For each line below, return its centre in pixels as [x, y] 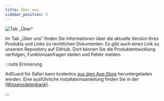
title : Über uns [22, 10]
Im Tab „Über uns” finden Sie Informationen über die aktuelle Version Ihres [82, 38]
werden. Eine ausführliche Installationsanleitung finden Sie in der [72, 79]
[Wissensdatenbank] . [27, 84]
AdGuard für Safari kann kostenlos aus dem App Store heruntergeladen [79, 73]
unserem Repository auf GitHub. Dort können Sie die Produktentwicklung [80, 49]
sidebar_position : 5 [27, 14]
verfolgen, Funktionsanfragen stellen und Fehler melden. [63, 54]
